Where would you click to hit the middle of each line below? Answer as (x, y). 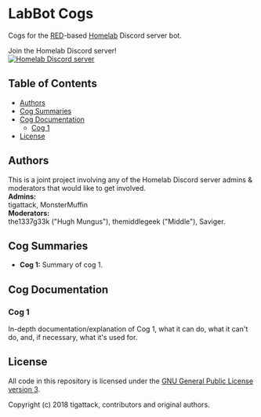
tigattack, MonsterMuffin (48, 204)
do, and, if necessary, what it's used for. (73, 338)
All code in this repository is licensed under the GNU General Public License (130, 381)
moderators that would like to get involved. (77, 188)
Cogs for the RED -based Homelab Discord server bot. (95, 35)
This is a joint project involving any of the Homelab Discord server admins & (130, 179)
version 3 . (24, 389)
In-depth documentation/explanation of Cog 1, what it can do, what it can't (128, 329)
